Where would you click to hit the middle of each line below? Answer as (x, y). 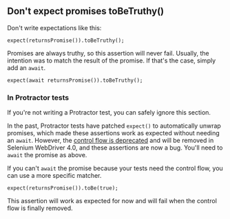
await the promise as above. (47, 155)
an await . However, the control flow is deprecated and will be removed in (111, 141)
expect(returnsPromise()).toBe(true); (63, 188)
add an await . (27, 67)
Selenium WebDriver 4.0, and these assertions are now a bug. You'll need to (115, 148)
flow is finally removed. (40, 208)
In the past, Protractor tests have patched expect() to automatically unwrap (114, 126)
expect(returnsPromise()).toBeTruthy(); (66, 41)
